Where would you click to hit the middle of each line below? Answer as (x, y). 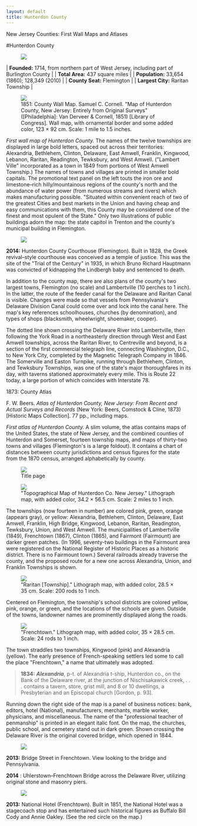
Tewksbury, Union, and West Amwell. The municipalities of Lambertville (93, 529)
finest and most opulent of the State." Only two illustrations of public (89, 215)
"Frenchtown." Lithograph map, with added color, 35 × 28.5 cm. (98, 632)
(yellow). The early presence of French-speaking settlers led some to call (95, 656)
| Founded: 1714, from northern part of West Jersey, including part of (90, 68)
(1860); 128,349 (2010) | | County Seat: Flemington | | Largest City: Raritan (97, 80)
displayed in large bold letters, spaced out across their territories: (85, 147)
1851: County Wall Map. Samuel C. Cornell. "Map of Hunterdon (96, 104)
